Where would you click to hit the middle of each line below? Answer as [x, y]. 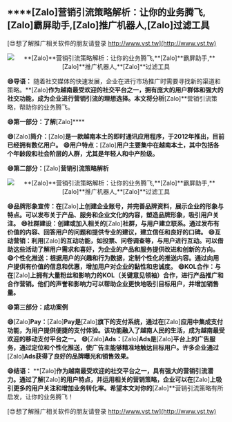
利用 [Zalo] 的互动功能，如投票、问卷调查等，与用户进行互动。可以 [124, 241]
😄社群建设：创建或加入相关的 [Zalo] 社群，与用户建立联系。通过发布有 [120, 223]
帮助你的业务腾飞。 [46, 107]
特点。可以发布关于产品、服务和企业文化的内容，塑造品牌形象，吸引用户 [110, 214]
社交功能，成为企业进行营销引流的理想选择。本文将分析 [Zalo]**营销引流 [109, 98]
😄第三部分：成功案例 [38, 307]
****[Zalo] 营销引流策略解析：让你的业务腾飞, [107, 12]
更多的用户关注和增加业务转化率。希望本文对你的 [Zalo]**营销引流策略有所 [118, 388]
